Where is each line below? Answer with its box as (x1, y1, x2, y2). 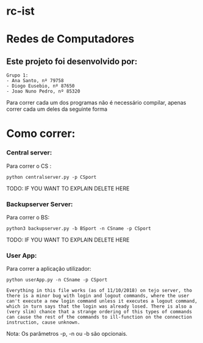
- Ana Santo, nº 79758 (6, 78, 64, 84)
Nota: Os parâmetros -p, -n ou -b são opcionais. (6, 330, 128, 338)
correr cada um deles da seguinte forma (6, 105, 108, 113)
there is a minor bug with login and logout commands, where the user (6, 293, 190, 299)
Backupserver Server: (6, 199, 73, 208)
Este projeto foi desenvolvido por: (6, 56, 138, 66)
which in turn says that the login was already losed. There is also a (6, 303, 192, 310)
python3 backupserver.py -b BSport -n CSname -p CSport (6, 225, 151, 232)
